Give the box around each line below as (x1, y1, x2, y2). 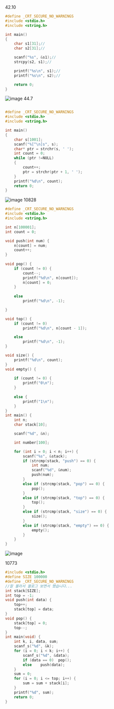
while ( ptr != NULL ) (14, 156, 54, 161)
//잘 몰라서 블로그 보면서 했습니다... (5, 584, 73, 589)
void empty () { (5, 366, 37, 372)
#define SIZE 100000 (5, 574, 48, 579)
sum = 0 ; (14, 671, 32, 677)
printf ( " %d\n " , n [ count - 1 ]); (23, 326, 87, 331)
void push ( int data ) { (5, 598, 52, 603)
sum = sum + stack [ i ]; (23, 681, 70, 686)
